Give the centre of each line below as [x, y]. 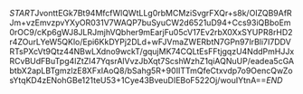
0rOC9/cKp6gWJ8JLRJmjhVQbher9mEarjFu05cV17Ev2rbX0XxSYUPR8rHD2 [151, 32]
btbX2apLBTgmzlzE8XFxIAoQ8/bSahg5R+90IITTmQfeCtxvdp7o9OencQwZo [151, 70]
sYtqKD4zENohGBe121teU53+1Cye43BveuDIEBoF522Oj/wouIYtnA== [138, 80]
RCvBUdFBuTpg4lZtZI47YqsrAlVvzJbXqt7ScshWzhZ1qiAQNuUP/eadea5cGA [152, 61]
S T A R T [22, 13]
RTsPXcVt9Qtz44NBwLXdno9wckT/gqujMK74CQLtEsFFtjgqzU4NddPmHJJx [152, 52]
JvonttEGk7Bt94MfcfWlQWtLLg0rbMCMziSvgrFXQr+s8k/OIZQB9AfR [163, 13]
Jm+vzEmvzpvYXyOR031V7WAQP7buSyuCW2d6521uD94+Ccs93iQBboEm [150, 23]
